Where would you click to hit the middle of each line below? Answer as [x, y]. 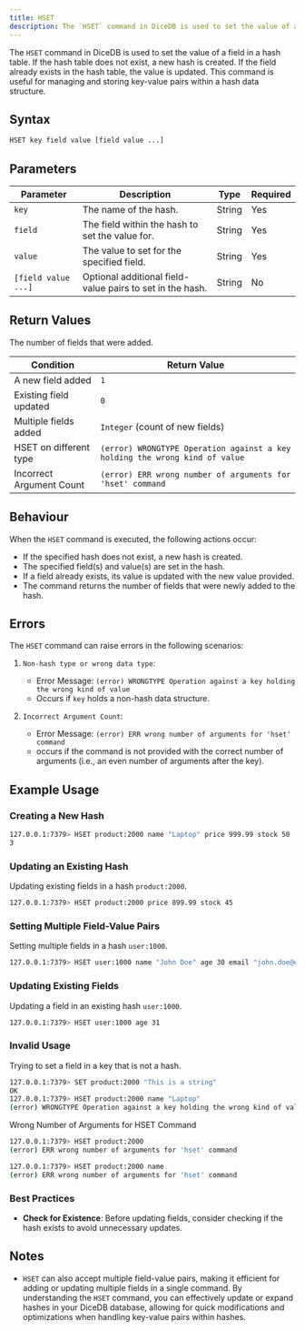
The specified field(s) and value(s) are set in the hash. [123, 566]
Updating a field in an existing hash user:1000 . [96, 1005]
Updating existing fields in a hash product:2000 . [98, 886]
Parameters [43, 169]
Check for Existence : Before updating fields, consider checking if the [152, 1218]
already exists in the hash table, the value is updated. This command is [142, 71]
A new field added [53, 380]
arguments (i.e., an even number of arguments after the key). [150, 761]
